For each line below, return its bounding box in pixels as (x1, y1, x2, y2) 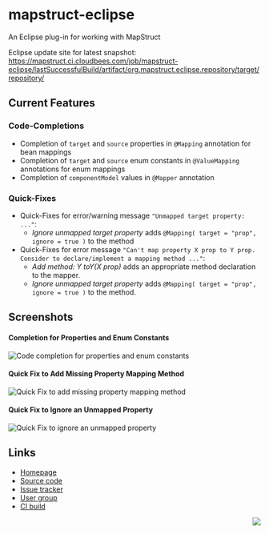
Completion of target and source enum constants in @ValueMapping (19, 155, 240, 165)
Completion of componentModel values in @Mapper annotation (19, 172, 215, 182)
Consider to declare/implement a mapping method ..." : (19, 253, 206, 263)
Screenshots (8, 311, 74, 324)
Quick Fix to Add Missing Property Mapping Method (8, 369, 185, 379)
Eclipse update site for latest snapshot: (8, 47, 137, 57)
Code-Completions (8, 120, 85, 131)
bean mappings (19, 147, 72, 157)
